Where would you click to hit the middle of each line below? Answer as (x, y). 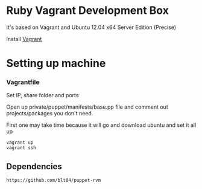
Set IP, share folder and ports (43, 95)
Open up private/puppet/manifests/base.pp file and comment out (87, 107)
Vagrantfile (23, 82)
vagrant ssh (21, 148)
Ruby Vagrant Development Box (87, 11)
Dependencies (34, 166)
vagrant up (20, 143)
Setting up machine (56, 63)
